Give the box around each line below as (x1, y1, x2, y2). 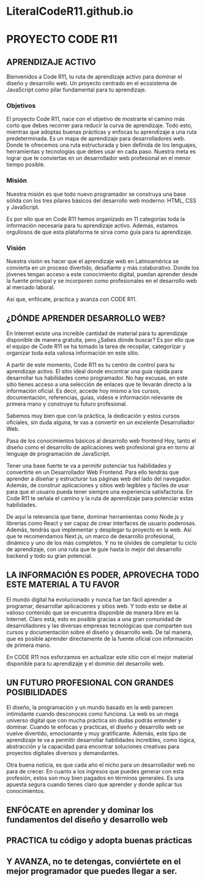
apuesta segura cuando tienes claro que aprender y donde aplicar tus (6, 781, 182, 788)
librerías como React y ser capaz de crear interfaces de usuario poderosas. (6, 519, 197, 527)
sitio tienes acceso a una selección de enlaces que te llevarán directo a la (6, 381, 192, 388)
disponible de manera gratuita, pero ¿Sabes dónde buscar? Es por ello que (6, 336, 195, 343)
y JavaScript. (6, 203, 40, 211)
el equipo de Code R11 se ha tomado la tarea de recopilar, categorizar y (6, 342, 186, 350)
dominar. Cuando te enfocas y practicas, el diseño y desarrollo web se (6, 723, 184, 730)
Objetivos (6, 101, 36, 110)
